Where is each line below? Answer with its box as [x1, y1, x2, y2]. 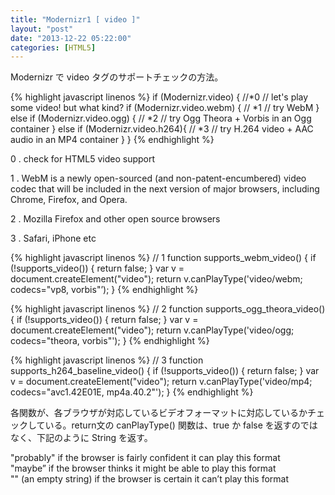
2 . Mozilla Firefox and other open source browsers [10, 213, 221, 225]
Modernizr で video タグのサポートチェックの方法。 [10, 71, 224, 83]
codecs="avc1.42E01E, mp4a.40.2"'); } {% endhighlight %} [10, 386, 254, 398]
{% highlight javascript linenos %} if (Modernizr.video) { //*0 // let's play [10, 91, 309, 103]
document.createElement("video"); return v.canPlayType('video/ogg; [10, 324, 295, 336]
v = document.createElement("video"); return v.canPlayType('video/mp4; [10, 376, 313, 388]
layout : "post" [10, 24, 74, 34]
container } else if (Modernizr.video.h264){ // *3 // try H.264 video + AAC [10, 123, 314, 135]
